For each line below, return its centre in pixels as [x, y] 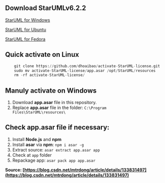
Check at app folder [32, 155]
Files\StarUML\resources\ [39, 112]
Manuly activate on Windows [51, 91]
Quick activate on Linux [42, 55]
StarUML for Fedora [25, 39]
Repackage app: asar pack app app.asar [54, 160]
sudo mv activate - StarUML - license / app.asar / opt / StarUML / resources [85, 71]
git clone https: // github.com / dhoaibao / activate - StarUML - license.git [87, 66]
